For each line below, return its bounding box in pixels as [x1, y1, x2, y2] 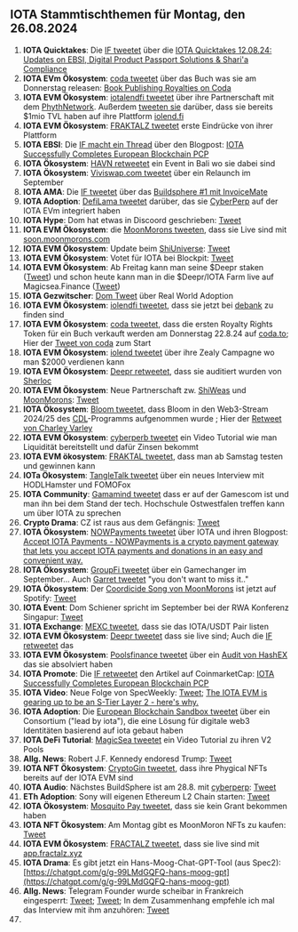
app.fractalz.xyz [22, 848, 83, 858]
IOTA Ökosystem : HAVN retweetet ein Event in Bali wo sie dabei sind [22, 157, 276, 168]
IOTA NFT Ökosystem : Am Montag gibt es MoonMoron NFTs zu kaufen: [22, 819, 286, 830]
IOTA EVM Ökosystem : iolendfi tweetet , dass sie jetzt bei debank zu [22, 300, 274, 310]
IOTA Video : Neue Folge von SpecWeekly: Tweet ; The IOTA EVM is [22, 687, 268, 697]
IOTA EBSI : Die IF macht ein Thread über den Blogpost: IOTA [22, 139, 245, 149]
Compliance [22, 63, 67, 74]
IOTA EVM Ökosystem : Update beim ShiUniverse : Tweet [22, 243, 231, 253]
